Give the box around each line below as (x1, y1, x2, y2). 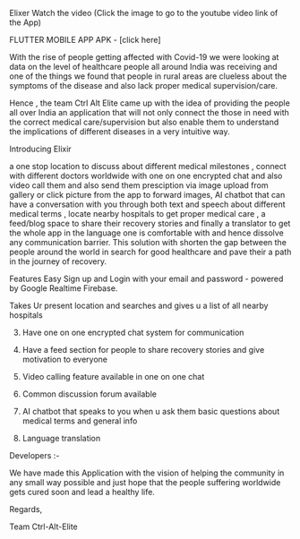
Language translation (21, 433, 101, 443)
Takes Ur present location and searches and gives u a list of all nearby (9, 300, 269, 311)
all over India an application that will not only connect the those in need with (9, 107, 289, 117)
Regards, (9, 504, 43, 514)
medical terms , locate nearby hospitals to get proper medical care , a (9, 209, 266, 218)
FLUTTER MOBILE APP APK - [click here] (9, 35, 161, 45)
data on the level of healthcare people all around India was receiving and (9, 62, 278, 72)
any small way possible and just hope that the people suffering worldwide (9, 477, 281, 487)
